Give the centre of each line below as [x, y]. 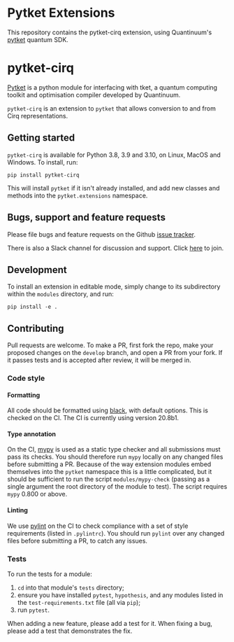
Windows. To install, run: [43, 162]
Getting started [41, 138]
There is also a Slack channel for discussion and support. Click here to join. [116, 248]
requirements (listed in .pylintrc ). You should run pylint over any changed [116, 533]
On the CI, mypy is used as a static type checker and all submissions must [114, 449]
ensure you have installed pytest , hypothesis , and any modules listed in [120, 595]
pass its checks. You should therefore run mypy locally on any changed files [115, 457]
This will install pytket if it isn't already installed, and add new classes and [114, 188]
